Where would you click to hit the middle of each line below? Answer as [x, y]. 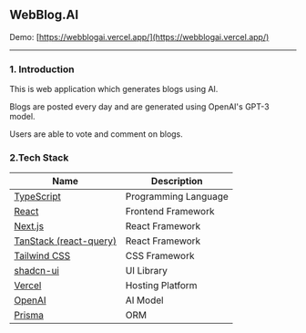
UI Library [147, 271]
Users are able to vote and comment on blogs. [97, 134]
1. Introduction [42, 69]
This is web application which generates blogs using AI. [114, 89]
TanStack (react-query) [65, 241]
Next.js [29, 226]
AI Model [144, 300]
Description [177, 182]
